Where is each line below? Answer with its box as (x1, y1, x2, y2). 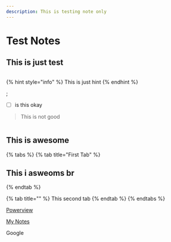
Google (6, 230, 24, 237)
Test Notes (6, 34, 61, 47)
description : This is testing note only (6, 8, 107, 15)
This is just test (6, 57, 64, 68)
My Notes (6, 218, 30, 225)
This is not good (20, 113, 60, 120)
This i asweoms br (6, 168, 75, 178)
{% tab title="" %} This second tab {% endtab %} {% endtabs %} (6, 195, 165, 202)
